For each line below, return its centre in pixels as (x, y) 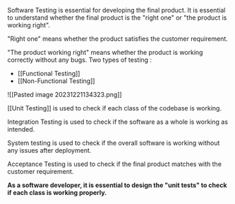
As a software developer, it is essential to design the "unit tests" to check (117, 185)
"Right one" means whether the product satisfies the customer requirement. (117, 39)
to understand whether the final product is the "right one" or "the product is (117, 18)
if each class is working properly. (57, 192)
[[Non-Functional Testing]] (56, 81)
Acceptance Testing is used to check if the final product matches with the (115, 164)
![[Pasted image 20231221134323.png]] (65, 95)
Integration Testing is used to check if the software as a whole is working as (117, 122)
